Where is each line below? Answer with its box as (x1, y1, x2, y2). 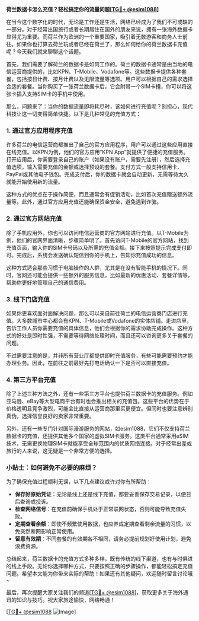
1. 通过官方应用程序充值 (6, 126, 73, 135)
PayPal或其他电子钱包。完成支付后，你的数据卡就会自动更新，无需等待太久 (6, 171, 189, 178)
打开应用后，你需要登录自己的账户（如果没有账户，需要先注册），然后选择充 (6, 156, 191, 163)
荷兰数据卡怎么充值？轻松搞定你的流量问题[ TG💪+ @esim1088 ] (6, 6, 159, 12)
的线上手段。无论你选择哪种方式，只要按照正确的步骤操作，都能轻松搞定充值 (6, 563, 193, 570)
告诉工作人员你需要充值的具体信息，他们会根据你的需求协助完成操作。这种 (6, 324, 188, 332)
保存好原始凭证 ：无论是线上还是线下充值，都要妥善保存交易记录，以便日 (14, 491, 191, 498)
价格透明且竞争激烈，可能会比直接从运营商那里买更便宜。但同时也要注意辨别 (6, 405, 193, 412)
